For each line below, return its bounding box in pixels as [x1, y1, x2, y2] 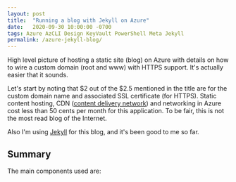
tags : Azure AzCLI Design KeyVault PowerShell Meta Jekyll [7, 30, 185, 37]
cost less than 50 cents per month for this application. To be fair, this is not [7, 107, 224, 115]
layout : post [7, 10, 46, 18]
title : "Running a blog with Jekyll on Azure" [7, 17, 150, 24]
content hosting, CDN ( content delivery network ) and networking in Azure [7, 99, 222, 108]
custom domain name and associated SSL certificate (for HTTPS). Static [7, 92, 217, 100]
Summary [7, 148, 51, 160]
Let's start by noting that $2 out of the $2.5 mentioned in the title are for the [7, 84, 228, 93]
